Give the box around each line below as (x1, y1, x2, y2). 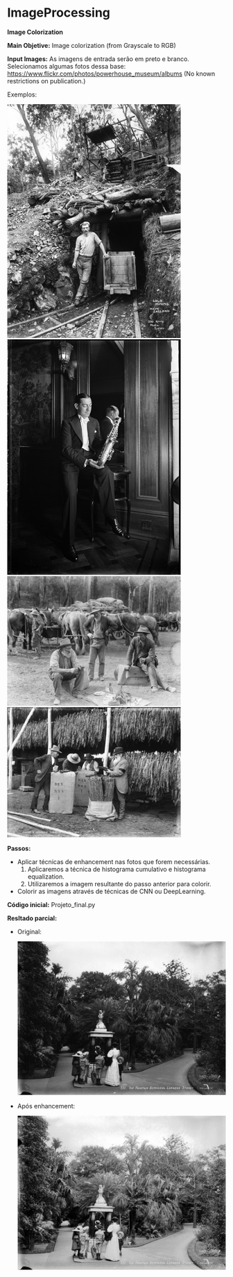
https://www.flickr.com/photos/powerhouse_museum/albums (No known (7, 69, 216, 78)
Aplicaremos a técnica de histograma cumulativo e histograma (27, 865, 206, 873)
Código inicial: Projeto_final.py (7, 900, 96, 908)
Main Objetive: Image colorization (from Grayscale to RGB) (7, 41, 177, 49)
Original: (17, 927, 42, 936)
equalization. (27, 872, 64, 881)
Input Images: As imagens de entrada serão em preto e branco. (7, 54, 189, 63)
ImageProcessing (7, 5, 111, 21)
